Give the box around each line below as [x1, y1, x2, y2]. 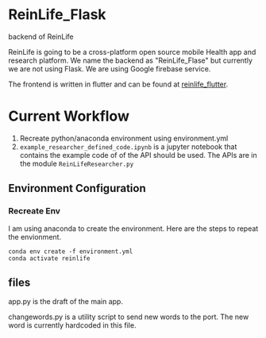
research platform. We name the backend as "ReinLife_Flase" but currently [8, 56, 253, 65]
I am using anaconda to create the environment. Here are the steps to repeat [8, 224, 259, 233]
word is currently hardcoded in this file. [8, 321, 137, 330]
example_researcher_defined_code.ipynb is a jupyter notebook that [19, 141, 237, 152]
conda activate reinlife [8, 254, 91, 263]
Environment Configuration [8, 182, 146, 195]
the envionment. [8, 232, 62, 241]
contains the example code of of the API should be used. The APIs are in [19, 150, 257, 159]
